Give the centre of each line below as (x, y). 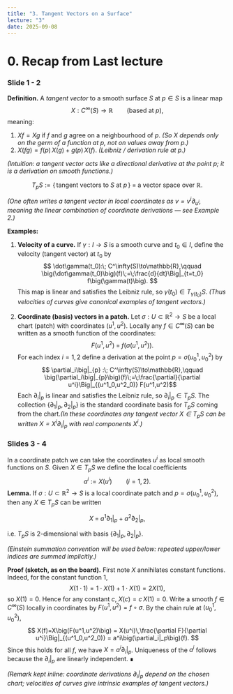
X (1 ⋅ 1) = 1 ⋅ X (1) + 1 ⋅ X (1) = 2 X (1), (117, 588)
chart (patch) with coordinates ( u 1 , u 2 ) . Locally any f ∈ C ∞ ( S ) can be (116, 325)
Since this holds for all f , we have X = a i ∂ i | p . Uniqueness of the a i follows (112, 650)
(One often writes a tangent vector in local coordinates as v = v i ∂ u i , (104, 201)
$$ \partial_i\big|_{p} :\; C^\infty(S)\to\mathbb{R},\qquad (122, 370)
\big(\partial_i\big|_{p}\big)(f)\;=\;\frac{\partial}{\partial (122, 377)
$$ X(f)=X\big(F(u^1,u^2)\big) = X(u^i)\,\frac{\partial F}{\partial (117, 630)
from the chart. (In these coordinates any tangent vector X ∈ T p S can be (121, 414)
